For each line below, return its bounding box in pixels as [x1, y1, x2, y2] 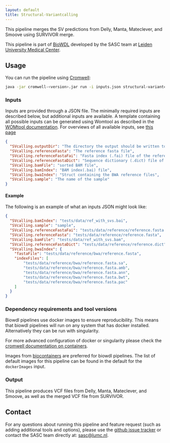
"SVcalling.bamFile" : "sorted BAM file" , [10, 163, 99, 168]
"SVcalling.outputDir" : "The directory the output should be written [10, 144, 159, 149]
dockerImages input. [5, 364, 46, 370]
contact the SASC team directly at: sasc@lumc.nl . [5, 432, 109, 438]
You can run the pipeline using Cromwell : [5, 74, 91, 81]
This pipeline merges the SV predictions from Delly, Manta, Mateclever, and [5, 26, 163, 32]
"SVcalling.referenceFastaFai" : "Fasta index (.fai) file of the [10, 153, 151, 158]
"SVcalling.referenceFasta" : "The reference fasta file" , [10, 149, 135, 154]
